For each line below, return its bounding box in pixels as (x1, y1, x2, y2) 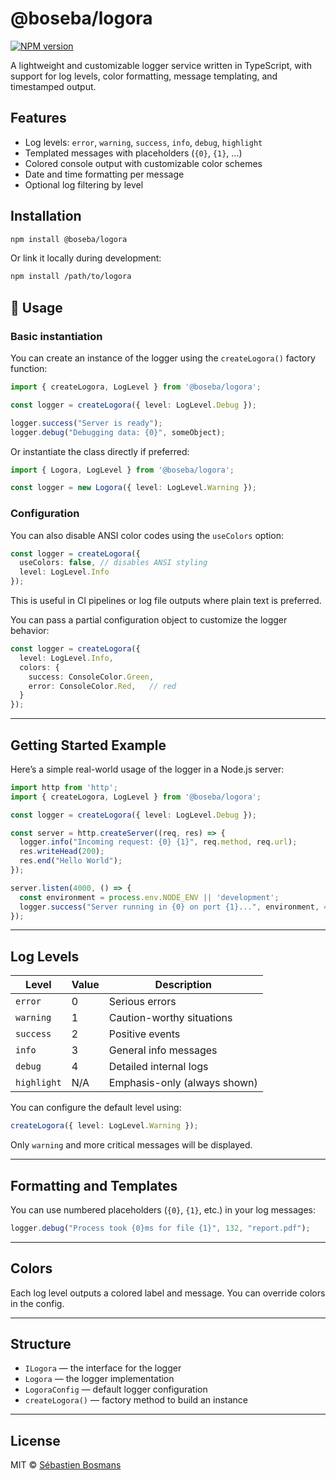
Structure (10, 1336, 72, 1353)
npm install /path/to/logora (10, 272, 132, 282)
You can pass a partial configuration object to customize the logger (10, 614, 288, 626)
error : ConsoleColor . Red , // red (28, 681, 177, 691)
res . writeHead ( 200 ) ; (19, 847, 105, 857)
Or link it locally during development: (10, 252, 162, 264)
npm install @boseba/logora (10, 234, 128, 244)
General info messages (108, 1043, 218, 1057)
